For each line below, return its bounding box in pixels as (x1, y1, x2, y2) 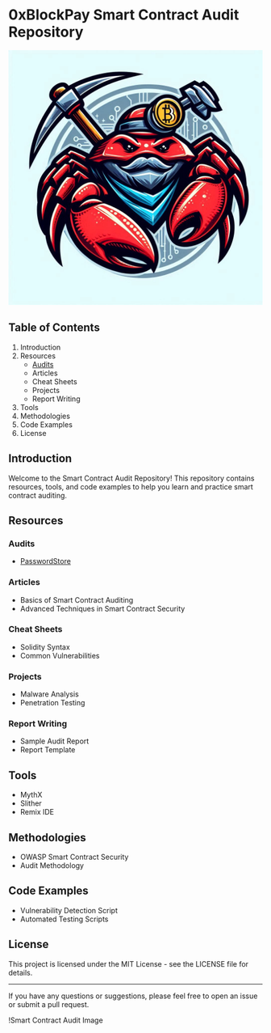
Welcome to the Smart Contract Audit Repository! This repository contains (8, 473, 255, 483)
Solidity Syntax (19, 641, 70, 652)
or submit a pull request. (8, 999, 90, 1009)
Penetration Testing (19, 698, 85, 708)
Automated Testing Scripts (19, 914, 109, 924)
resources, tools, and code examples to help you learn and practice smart (8, 481, 254, 491)
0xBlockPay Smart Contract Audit (8, 6, 240, 24)
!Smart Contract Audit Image (8, 1015, 103, 1025)
